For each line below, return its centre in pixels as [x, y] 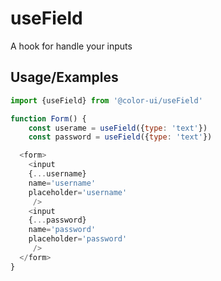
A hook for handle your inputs [71, 46]
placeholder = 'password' [78, 239]
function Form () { [48, 118]
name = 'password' [62, 230]
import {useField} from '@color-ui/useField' [106, 100]
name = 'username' [62, 183]
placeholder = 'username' [78, 192]
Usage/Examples [64, 77]
